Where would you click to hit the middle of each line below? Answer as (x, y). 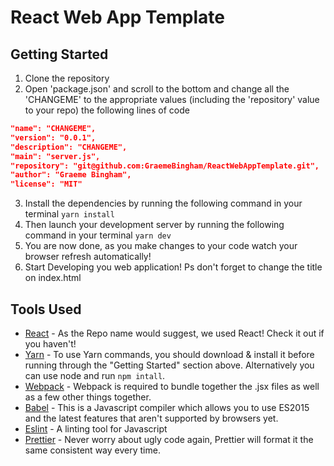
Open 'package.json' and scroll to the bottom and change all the (157, 89)
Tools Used (46, 309)
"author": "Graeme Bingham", (71, 175)
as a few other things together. (88, 397)
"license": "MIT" (46, 184)
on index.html (53, 278)
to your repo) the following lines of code (107, 110)
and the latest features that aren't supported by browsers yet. (151, 418)
